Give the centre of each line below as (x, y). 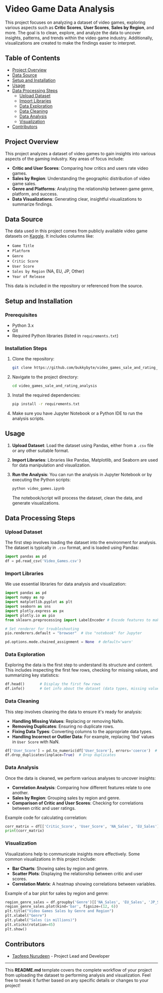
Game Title (23, 246)
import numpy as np (25, 597)
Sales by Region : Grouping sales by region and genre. (66, 798)
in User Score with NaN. (36, 742)
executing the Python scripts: (41, 480)
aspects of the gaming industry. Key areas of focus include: (65, 159)
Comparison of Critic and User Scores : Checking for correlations (78, 803)
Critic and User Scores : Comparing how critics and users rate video (80, 168)
